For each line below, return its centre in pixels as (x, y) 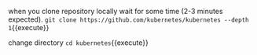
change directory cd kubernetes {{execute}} (79, 43)
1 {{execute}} (29, 27)
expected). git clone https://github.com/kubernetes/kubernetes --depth (128, 19)
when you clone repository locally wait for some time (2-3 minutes (116, 11)
